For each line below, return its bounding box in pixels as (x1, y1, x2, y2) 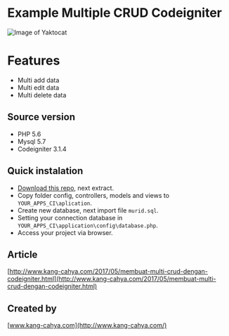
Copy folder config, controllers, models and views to (17, 191, 170, 199)
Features (7, 53, 60, 69)
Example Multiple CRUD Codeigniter (7, 5, 223, 21)
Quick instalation (7, 165, 84, 177)
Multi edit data (17, 83, 60, 92)
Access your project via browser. (17, 228, 114, 236)
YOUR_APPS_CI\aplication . (17, 199, 93, 207)
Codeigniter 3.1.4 (17, 145, 67, 153)
